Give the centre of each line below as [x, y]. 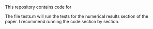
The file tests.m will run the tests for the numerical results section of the [77, 16]
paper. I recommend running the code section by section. [62, 22]
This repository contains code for [38, 7]
